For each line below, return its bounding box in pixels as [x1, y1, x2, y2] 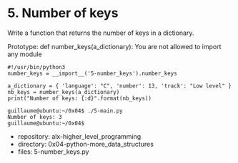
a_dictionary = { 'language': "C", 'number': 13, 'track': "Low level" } [7, 82, 232, 90]
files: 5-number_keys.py [17, 147, 89, 156]
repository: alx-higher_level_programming [17, 132, 142, 140]
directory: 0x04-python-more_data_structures [17, 140, 154, 148]
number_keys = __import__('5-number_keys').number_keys [7, 70, 177, 77]
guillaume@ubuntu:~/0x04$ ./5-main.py [7, 107, 123, 115]
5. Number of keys [7, 5, 119, 21]
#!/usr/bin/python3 [7, 63, 66, 70]
